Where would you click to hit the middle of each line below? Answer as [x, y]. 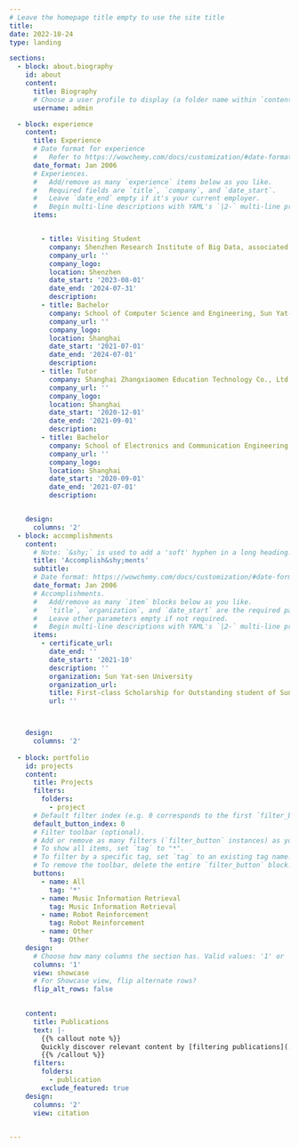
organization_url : [83, 685]
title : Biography [65, 91]
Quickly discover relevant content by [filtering [135, 1046]
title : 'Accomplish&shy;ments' [91, 561]
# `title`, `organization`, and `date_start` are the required [156, 610]
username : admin [63, 108]
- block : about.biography [65, 67]
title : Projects [63, 783]
